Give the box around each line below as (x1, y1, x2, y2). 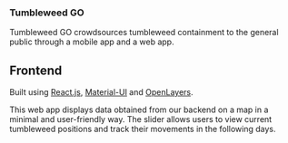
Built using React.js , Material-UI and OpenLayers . (9, 87, 194, 98)
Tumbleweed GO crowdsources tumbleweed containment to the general (9, 27, 279, 38)
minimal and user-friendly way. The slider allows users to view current (9, 114, 273, 125)
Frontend (9, 62, 63, 78)
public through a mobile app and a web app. (9, 36, 174, 47)
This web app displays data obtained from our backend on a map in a (9, 104, 269, 115)
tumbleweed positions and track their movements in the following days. (9, 124, 276, 135)
